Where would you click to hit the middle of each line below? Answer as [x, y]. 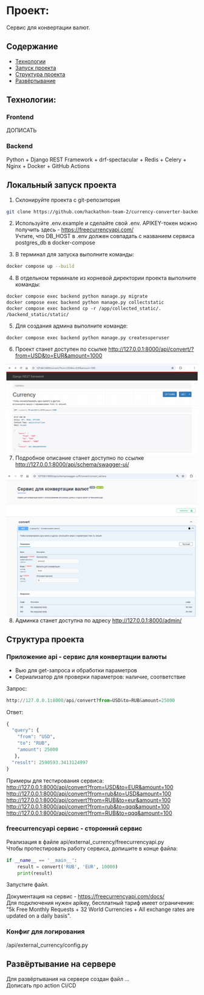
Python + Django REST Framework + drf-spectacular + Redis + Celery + [97, 160]
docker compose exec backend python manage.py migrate [77, 297]
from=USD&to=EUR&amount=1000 [59, 356]
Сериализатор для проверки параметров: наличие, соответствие [100, 677]
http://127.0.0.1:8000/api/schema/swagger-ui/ [72, 465]
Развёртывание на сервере [61, 964]
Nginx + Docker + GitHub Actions [48, 166]
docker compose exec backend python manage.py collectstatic [85, 303]
